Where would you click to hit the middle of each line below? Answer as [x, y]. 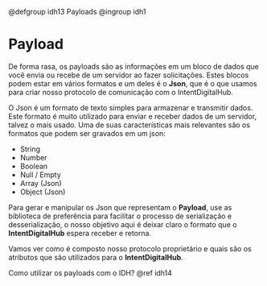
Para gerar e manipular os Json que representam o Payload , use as [120, 207]
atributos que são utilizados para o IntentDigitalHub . [96, 257]
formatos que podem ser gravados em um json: [87, 133]
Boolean [34, 166]
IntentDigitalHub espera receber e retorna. [80, 233]
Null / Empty [41, 174]
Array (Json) [41, 183]
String [30, 149]
